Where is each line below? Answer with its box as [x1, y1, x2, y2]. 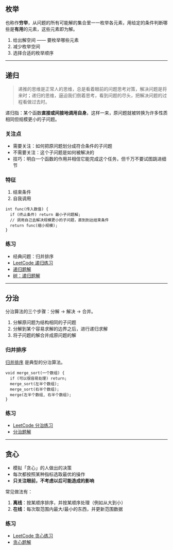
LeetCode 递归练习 [12, 260, 53, 266]
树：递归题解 [12, 272, 40, 279]
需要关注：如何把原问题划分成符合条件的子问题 [12, 143, 112, 149]
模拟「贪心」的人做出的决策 [12, 465, 72, 471]
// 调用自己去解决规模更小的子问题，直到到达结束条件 [10, 218, 109, 223]
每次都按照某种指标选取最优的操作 [12, 471, 85, 477]
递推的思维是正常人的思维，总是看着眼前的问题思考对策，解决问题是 [18, 85, 163, 92]
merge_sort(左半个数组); [10, 381, 59, 386]
